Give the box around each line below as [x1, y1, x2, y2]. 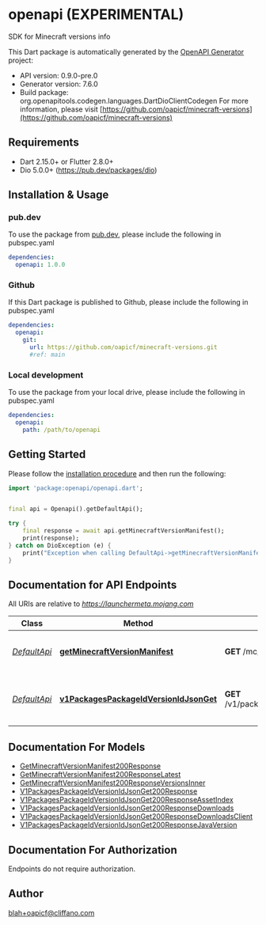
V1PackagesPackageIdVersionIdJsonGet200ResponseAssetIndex [19, 795, 234, 805]
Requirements [8, 136, 79, 150]
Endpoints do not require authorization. [8, 864, 136, 874]
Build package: [19, 87, 69, 97]
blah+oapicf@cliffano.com [8, 908, 95, 917]
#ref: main [28, 351, 66, 358]
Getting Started [8, 448, 86, 461]
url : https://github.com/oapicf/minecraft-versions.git [28, 343, 218, 351]
